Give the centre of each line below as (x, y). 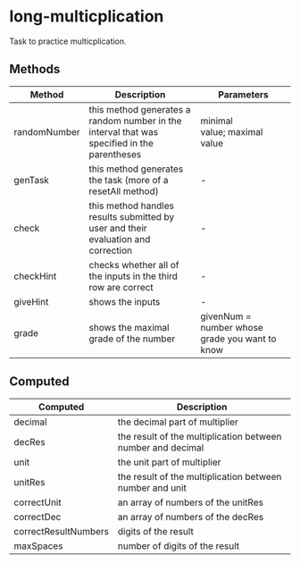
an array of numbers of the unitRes (190, 502)
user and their (118, 228)
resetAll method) (124, 191)
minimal (217, 121)
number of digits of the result (179, 545)
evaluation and (120, 239)
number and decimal (161, 447)
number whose (232, 327)
